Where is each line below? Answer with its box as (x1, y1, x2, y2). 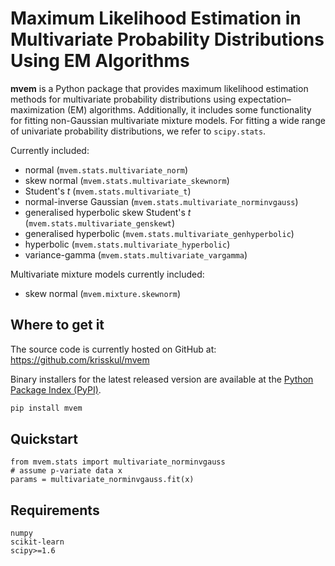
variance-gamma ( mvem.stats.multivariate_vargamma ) (24, 248, 248, 261)
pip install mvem (10, 403, 83, 413)
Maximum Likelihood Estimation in (10, 7, 302, 30)
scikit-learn (10, 537, 65, 547)
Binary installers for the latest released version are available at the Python (10, 373, 314, 385)
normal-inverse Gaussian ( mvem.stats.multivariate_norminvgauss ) (24, 195, 299, 207)
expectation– (238, 93, 292, 105)
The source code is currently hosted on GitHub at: (10, 343, 217, 355)
